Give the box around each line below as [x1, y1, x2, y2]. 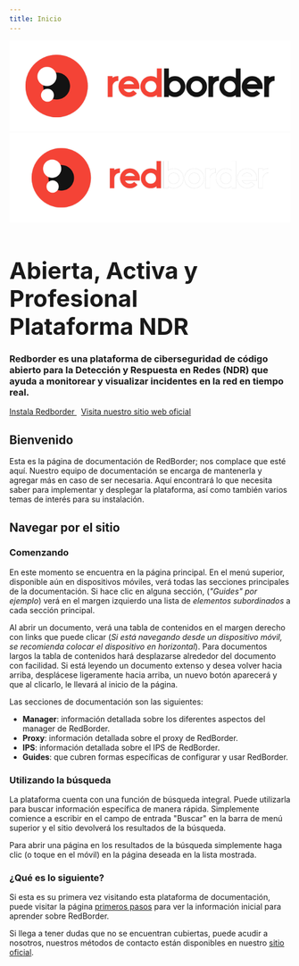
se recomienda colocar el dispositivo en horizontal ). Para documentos [9, 641, 268, 652]
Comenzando [9, 546, 70, 559]
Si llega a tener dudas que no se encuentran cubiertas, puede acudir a [9, 929, 269, 939]
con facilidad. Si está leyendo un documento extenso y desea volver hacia [9, 660, 283, 670]
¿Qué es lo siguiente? [9, 871, 105, 884]
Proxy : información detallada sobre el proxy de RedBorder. [21, 732, 238, 743]
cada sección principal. [9, 604, 96, 615]
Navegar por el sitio [9, 520, 120, 535]
